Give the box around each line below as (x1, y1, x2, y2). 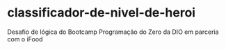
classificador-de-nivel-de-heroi (7, 5, 196, 21)
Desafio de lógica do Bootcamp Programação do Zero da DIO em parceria (7, 28, 219, 36)
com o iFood (7, 35, 43, 43)
